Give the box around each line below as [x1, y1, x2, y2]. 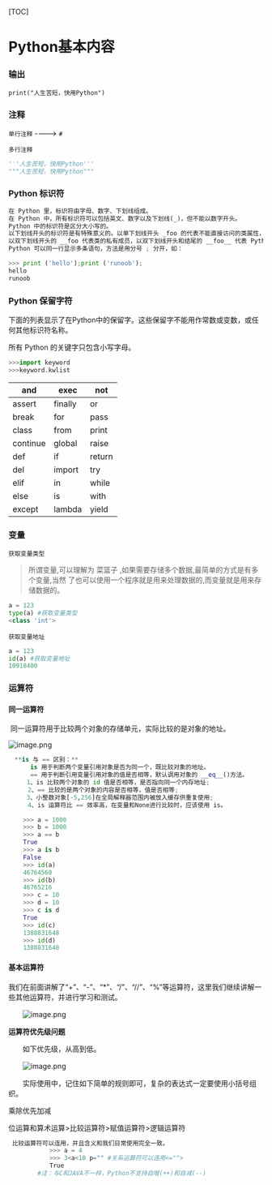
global [53, 437, 78, 449]
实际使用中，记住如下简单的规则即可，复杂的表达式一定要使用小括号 [22, 1078, 249, 1088]
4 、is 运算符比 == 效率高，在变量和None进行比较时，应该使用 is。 [28, 801, 227, 809]
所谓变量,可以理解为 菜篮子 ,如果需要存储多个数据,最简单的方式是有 [28, 565, 252, 575]
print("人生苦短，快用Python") [8, 89, 105, 97]
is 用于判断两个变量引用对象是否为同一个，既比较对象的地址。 [29, 763, 210, 771]
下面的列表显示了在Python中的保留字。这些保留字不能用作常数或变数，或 [8, 316, 253, 324]
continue [12, 437, 46, 449]
